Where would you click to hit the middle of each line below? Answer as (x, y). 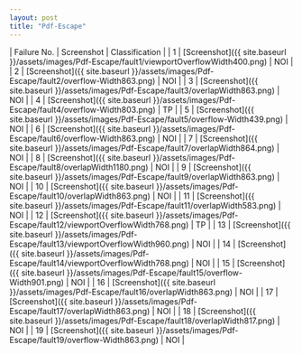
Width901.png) (37, 282)
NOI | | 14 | (216, 244)
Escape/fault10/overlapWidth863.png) (80, 196)
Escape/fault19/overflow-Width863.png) (84, 340)
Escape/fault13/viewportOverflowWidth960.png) (100, 244)
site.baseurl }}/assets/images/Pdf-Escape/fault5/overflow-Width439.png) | (149, 119)
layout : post (34, 18)
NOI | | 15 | (215, 263)
